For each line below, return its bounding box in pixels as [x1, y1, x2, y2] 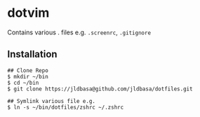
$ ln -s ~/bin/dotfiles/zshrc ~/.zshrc [7, 104, 124, 111]
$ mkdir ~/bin [7, 73, 49, 80]
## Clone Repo [7, 67, 49, 74]
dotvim [7, 5, 50, 21]
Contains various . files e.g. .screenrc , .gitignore [7, 28, 152, 36]
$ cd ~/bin [7, 79, 39, 86]
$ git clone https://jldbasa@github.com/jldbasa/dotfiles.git [7, 85, 193, 92]
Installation [7, 48, 58, 60]
